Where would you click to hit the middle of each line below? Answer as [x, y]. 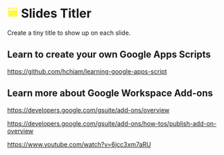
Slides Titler [56, 14]
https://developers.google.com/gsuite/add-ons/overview [88, 110]
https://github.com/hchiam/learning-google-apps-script [87, 71]
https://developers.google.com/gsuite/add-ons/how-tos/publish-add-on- [112, 123]
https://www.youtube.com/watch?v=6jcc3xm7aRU [79, 144]
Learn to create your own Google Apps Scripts [109, 55]
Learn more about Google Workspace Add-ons [110, 93]
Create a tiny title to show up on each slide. [69, 33]
